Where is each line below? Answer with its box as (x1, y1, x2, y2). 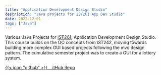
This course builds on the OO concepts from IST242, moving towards (5, 40, 147, 46)
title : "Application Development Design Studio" (5, 7, 107, 12)
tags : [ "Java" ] (5, 21, 37, 26)
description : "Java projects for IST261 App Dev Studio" (5, 12, 125, 17)
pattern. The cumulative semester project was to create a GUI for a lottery (5, 50, 156, 56)
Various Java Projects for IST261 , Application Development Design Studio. (5, 34, 157, 40)
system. (5, 55, 21, 61)
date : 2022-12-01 (5, 16, 41, 21)
